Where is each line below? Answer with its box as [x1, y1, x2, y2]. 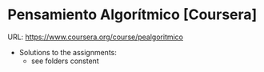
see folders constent [30, 56, 99, 66]
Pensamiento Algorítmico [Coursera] [7, 6, 258, 24]
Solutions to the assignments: [18, 47, 117, 57]
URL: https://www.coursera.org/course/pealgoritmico [7, 32, 184, 42]
